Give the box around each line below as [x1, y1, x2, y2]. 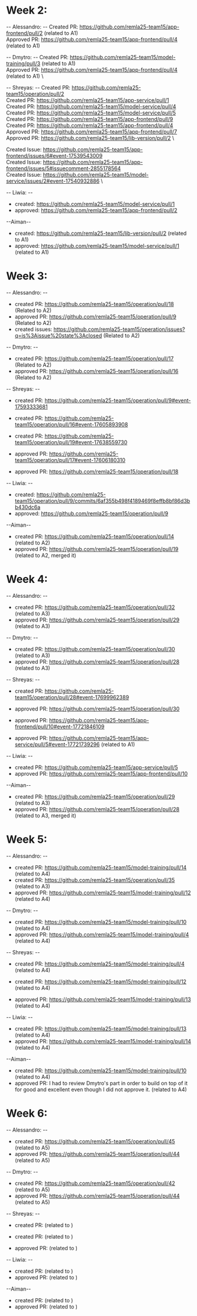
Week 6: [6, 1107, 48, 1120]
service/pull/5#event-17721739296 [14, 741, 100, 748]
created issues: [14, 326, 53, 333]
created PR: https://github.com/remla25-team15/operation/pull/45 [14, 1137, 176, 1145]
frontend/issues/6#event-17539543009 [6, 152, 103, 159]
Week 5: [6, 833, 47, 846]
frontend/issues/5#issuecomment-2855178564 [6, 164, 121, 172]
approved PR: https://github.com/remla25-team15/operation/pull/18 [14, 468, 179, 475]
